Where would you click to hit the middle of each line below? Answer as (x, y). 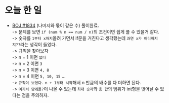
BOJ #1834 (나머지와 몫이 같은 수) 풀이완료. (55, 25)
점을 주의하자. (35, 95)
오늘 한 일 (23, 10)
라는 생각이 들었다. (39, 44)
